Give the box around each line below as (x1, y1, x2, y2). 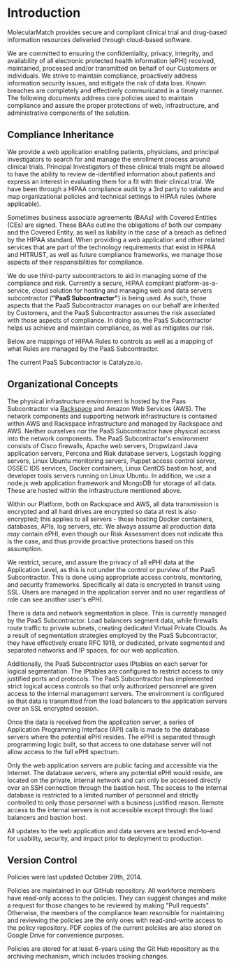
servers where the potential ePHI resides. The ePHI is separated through (7, 732, 216, 741)
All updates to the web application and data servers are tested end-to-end (7, 826, 221, 835)
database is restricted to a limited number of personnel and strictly (7, 791, 199, 799)
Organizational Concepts (7, 378, 119, 390)
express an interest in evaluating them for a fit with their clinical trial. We (7, 177, 215, 186)
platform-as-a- (175, 279, 219, 287)
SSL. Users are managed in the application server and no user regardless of (7, 587, 226, 596)
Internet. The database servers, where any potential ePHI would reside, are (7, 768, 224, 777)
